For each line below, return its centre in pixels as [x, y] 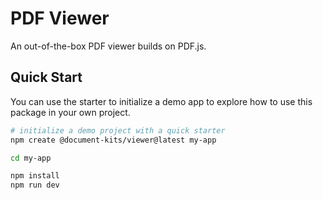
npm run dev [35, 185]
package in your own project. [70, 112]
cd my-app [31, 158]
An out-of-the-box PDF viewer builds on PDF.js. [108, 46]
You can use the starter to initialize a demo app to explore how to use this [161, 101]
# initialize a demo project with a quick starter [118, 130]
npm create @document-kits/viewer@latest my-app [113, 140]
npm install [35, 176]
